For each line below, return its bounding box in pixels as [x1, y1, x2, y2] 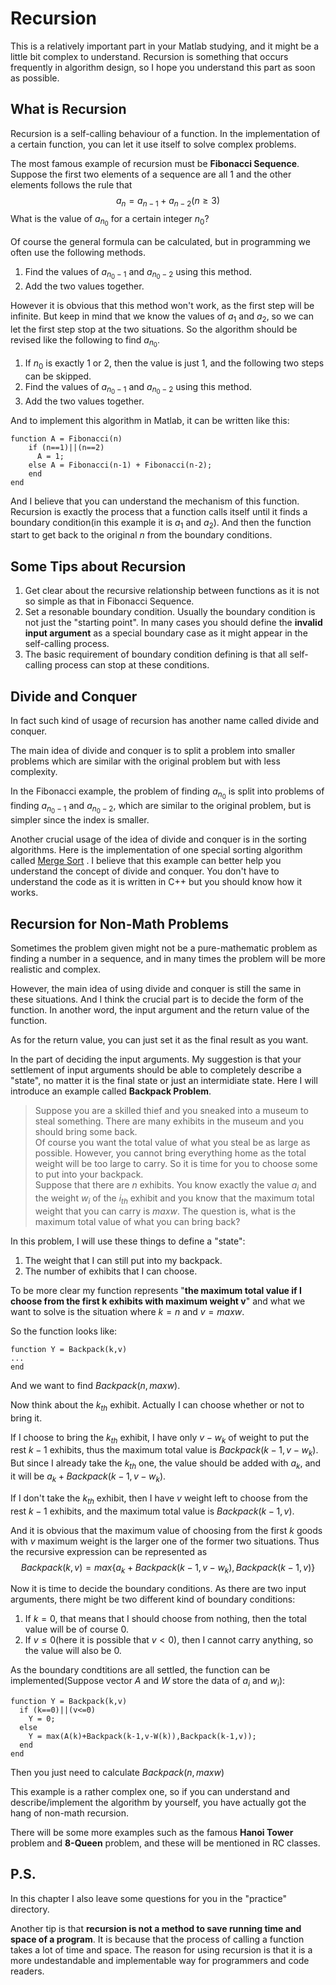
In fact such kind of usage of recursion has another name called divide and [10, 715, 320, 727]
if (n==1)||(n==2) [28, 442, 105, 452]
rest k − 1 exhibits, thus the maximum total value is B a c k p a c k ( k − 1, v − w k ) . [10, 1444, 319, 1459]
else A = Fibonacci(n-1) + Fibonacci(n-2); [28, 460, 213, 470]
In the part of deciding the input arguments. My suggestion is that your [10, 1053, 302, 1066]
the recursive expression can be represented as [10, 1545, 208, 1557]
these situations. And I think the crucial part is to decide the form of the [10, 993, 304, 1006]
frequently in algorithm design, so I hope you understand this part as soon [10, 61, 316, 73]
